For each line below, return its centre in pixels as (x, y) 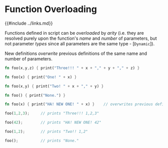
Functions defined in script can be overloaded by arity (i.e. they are (74, 33)
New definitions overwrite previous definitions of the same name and (76, 53)
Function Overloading (51, 9)
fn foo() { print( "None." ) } (35, 95)
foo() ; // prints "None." (42, 140)
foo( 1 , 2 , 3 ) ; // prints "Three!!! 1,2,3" (52, 114)
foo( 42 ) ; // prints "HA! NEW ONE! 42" (53, 123)
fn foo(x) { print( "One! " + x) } (41, 77)
